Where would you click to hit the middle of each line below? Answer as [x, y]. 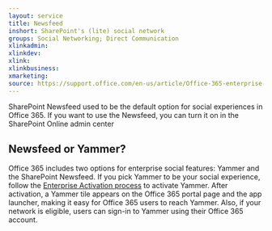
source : [21, 83]
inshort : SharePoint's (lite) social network [86, 31]
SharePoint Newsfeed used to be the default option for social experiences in [136, 107]
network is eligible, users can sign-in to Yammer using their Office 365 [126, 212]
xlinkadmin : [28, 46]
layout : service [36, 16]
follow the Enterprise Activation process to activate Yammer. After [118, 186]
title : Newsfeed [36, 23]
